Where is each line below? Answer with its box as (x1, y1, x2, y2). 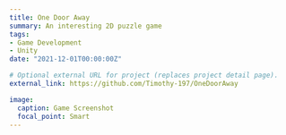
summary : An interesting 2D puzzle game (9, 21, 163, 30)
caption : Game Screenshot (17, 104, 115, 113)
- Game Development (9, 38, 82, 47)
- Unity (9, 46, 39, 55)
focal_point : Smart (17, 112, 91, 121)
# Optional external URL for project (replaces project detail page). (9, 71, 279, 80)
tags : (9, 30, 30, 38)
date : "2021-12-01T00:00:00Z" (9, 55, 123, 63)
